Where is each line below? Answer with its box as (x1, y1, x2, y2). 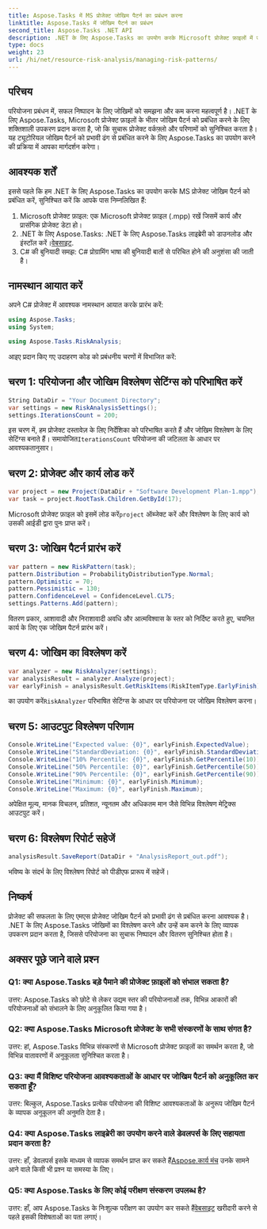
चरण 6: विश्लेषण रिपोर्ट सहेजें (8, 831, 116, 845)
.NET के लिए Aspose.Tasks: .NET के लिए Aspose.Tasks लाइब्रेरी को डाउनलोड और (19, 229, 253, 239)
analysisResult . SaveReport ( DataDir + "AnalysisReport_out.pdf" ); (8, 853, 228, 861)
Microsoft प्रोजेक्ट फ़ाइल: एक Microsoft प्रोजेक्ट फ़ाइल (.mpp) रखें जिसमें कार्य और (19, 211, 242, 220)
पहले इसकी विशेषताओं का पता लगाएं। (8, 1212, 102, 1221)
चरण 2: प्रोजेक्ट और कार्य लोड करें (8, 467, 135, 480)
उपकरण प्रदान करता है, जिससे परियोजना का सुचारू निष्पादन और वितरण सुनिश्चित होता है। (8, 929, 234, 939)
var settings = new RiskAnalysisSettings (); (8, 403, 158, 412)
